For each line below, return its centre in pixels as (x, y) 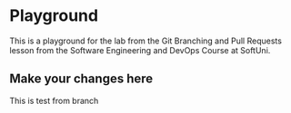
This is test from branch (54, 100)
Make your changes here (81, 79)
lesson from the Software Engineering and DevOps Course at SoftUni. (140, 50)
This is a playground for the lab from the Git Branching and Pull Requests (145, 41)
